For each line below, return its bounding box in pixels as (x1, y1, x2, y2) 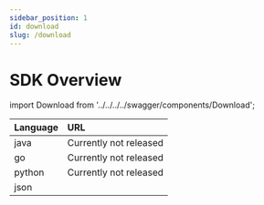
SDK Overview (9, 69, 122, 90)
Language (14, 121, 59, 134)
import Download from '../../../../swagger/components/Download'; (9, 99, 256, 110)
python (14, 166, 45, 179)
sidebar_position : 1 (9, 13, 89, 23)
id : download (9, 22, 59, 31)
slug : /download (9, 30, 71, 39)
